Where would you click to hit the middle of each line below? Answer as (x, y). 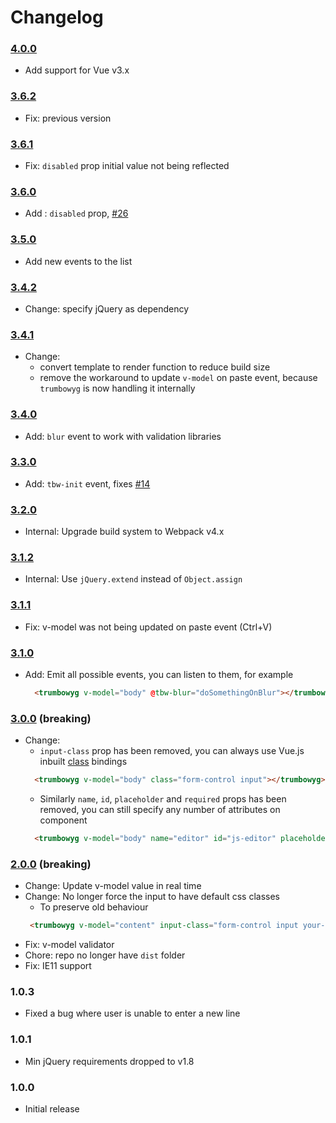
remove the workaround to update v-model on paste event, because (178, 378)
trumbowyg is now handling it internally (117, 388)
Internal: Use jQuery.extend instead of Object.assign (133, 579)
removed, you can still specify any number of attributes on (160, 810)
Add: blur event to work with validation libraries (123, 436)
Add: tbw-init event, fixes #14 (87, 483)
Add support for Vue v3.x (77, 70)
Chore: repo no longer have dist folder (105, 955)
